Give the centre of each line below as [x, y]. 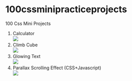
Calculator [24, 33]
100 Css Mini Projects [28, 23]
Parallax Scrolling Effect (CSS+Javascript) [57, 68]
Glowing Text [27, 56]
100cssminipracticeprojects [66, 9]
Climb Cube [25, 45]
